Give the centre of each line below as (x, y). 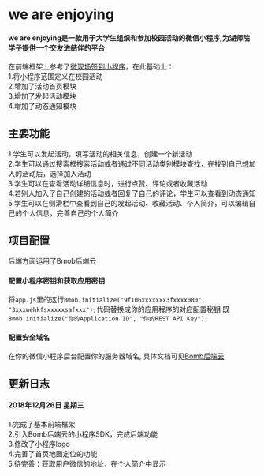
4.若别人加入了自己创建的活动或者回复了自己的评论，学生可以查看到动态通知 (132, 193)
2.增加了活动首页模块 (43, 86)
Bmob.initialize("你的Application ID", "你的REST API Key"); (108, 319)
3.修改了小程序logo (39, 444)
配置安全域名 (29, 337)
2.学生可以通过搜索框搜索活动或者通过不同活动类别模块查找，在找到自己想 (129, 164)
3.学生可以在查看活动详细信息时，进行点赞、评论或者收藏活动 (108, 184)
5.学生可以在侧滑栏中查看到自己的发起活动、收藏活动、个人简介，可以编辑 (128, 204)
